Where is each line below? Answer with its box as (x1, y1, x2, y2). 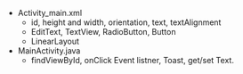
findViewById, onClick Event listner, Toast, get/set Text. (30, 55, 234, 65)
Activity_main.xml (17, 8, 83, 18)
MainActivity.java (17, 45, 81, 56)
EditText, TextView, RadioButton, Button (30, 27, 176, 37)
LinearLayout (30, 36, 80, 46)
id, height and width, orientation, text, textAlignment (30, 17, 222, 28)
